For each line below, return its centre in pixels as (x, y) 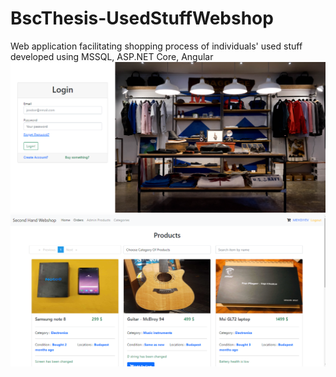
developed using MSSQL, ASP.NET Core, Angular (112, 56)
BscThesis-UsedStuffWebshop (142, 18)
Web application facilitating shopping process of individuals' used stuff (156, 46)
